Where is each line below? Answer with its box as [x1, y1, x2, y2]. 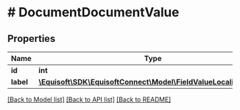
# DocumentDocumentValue [7, 4, 180, 21]
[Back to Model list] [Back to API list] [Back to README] [7, 95, 171, 104]
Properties [7, 33, 56, 45]
